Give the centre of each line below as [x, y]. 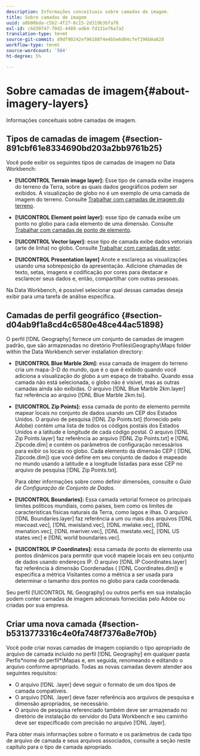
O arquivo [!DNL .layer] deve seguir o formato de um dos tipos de [95, 685]
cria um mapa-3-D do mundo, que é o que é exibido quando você [96, 370]
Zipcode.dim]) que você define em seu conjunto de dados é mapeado [101, 457]
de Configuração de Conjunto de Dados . [65, 488]
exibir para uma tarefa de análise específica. [61, 297]
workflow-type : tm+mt [33, 45]
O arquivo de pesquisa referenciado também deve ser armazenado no [101, 710]
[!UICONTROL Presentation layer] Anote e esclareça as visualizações [101, 260]
